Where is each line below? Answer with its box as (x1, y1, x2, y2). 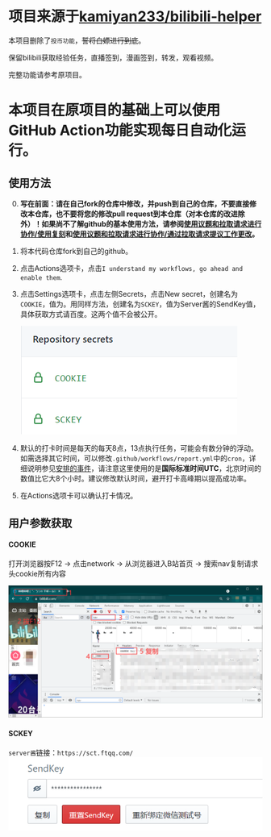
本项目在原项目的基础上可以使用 (8, 102, 221, 119)
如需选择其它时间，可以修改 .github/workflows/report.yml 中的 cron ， (19, 453, 249, 463)
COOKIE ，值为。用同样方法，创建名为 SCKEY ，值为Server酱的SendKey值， (19, 299, 261, 309)
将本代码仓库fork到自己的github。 (19, 246, 133, 256)
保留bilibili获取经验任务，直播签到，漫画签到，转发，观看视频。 (8, 52, 219, 62)
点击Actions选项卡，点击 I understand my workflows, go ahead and (19, 263, 244, 273)
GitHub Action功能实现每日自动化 (8, 122, 232, 139)
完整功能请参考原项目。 (8, 69, 86, 79)
